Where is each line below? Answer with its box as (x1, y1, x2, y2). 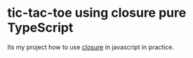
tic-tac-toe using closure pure (7, 5, 187, 21)
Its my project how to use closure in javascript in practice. (7, 43, 174, 51)
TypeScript (7, 20, 74, 36)
